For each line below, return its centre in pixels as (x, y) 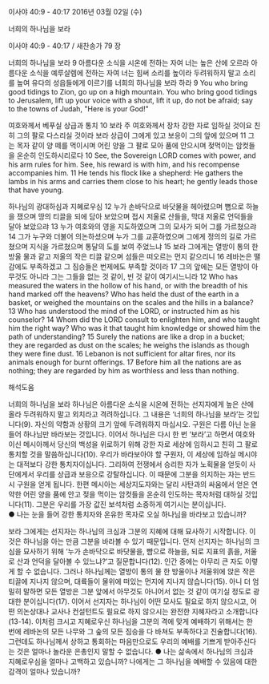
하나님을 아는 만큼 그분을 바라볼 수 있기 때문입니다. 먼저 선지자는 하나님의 (137, 541)
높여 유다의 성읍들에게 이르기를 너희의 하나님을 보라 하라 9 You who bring (132, 83)
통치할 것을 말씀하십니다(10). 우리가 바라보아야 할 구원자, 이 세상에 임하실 (122, 454)
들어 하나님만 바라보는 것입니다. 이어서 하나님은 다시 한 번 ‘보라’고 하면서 (121, 434)
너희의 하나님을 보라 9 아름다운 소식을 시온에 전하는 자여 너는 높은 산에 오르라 (129, 63)
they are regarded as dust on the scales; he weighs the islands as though (129, 345)
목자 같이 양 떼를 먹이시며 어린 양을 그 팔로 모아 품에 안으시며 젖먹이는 (125, 145)
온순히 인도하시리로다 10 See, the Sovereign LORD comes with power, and (136, 155)
